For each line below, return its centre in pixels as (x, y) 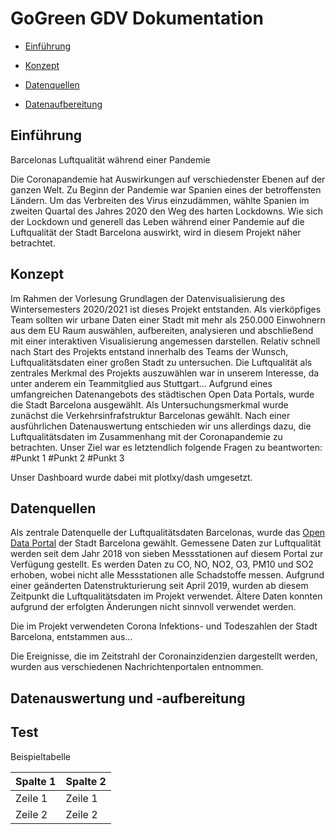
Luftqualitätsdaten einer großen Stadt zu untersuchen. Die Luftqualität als (161, 362)
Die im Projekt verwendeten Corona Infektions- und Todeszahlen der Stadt (164, 626)
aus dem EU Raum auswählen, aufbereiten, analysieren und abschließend (162, 330)
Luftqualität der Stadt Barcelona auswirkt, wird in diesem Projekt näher (156, 232)
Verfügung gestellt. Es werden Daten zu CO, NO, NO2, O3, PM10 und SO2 (162, 564)
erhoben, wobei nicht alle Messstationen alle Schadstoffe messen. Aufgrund (167, 575)
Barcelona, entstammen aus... (71, 637)
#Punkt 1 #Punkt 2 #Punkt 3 (67, 458)
